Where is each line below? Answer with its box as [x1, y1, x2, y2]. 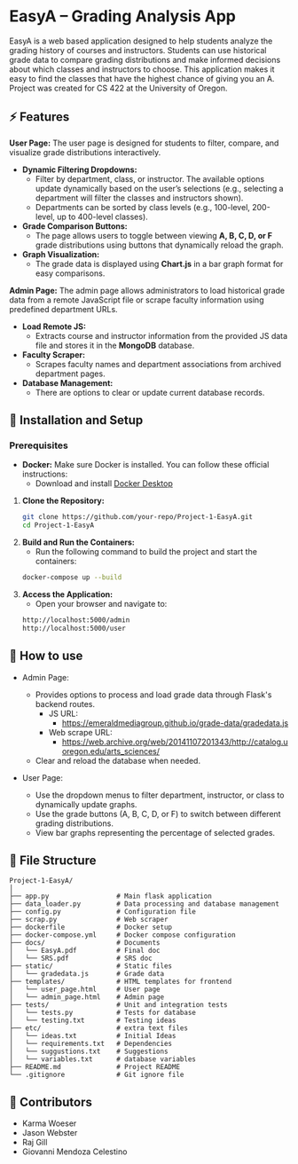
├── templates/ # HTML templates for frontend [9, 978, 232, 987]
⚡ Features [9, 109, 70, 125]
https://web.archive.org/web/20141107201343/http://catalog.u [61, 736, 288, 747]
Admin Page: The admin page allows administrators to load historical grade [9, 285, 286, 295]
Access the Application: [21, 589, 114, 600]
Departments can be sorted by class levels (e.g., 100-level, [35, 201, 251, 212]
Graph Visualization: [21, 248, 100, 259]
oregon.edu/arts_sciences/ [61, 745, 161, 756]
